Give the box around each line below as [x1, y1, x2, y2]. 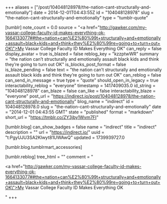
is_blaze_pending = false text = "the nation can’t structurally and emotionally [5, 67, 162, 73]
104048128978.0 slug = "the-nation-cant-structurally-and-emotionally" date [5, 104, 162, 109]
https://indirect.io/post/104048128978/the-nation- [53, 93, 156, 99]
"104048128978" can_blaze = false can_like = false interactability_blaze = [5, 88, 156, 94]
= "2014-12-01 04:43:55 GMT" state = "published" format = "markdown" [5, 109, 154, 115]
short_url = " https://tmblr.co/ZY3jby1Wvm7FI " [5, 114, 99, 120]
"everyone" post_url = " [5, 93, 54, 99]
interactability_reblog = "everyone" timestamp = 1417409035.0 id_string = [5, 83, 156, 89]
